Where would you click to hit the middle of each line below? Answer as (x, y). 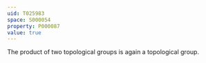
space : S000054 (29, 20)
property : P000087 (34, 26)
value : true (24, 33)
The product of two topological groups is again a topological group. (103, 52)
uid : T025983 (26, 13)
